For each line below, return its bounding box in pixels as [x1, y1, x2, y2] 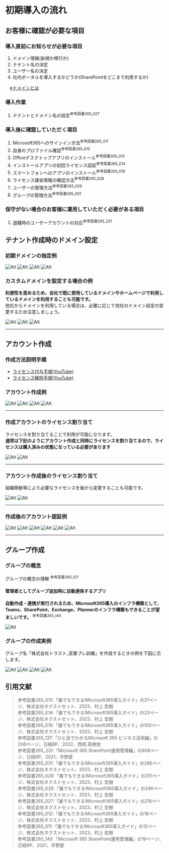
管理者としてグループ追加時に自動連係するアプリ [5, 588, 107, 594]
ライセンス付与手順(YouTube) [12, 368, 74, 374]
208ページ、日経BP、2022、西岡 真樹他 [17, 741, 101, 747]
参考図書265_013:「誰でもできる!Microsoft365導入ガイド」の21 [17, 697, 149, 703]
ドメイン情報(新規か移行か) [12, 55, 69, 61]
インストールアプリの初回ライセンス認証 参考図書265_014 [12, 161, 126, 168]
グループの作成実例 [5, 638, 52, 645]
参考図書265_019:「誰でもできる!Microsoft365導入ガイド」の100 [17, 722, 152, 728]
